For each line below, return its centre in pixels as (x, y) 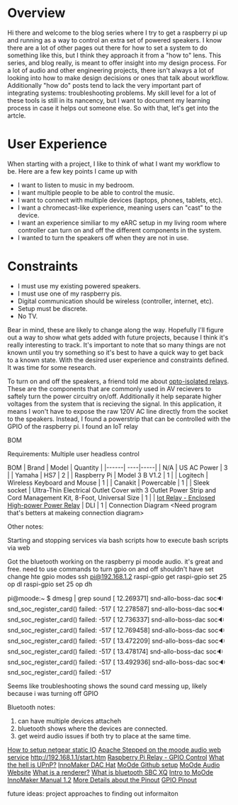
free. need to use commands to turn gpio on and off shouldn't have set (110, 569)
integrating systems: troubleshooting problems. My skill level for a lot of (112, 93)
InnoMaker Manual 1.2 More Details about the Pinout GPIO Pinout (102, 779)
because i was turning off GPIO (53, 693)
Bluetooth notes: (31, 707)
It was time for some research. (52, 367)
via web (19, 548)
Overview (36, 13)
